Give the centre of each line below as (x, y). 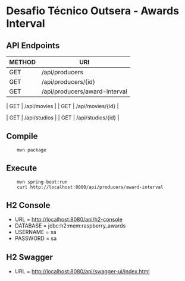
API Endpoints (33, 45)
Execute (22, 168)
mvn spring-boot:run (42, 182)
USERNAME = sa (35, 232)
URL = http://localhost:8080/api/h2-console (69, 220)
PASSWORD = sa (36, 238)
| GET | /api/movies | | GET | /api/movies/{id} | (62, 106)
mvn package (32, 150)
